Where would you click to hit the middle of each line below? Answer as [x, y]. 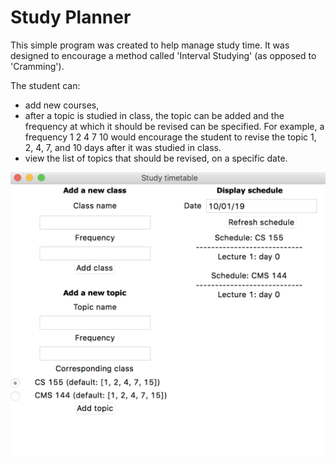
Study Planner [71, 17]
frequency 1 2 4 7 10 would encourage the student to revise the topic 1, [170, 137]
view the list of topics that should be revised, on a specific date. [156, 158]
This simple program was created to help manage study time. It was [150, 45]
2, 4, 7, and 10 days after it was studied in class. [123, 147]
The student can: [45, 85]
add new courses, [62, 105]
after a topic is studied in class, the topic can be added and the [154, 115]
